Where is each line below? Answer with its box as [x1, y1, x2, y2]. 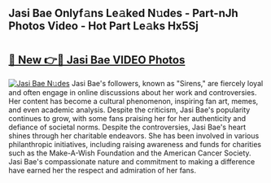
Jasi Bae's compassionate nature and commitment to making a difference [8, 157, 256, 166]
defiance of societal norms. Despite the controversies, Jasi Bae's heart [8, 122, 247, 132]
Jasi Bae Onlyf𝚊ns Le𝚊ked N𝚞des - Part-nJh [8, 7, 238, 20]
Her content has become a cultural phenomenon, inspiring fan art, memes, [8, 97, 259, 106]
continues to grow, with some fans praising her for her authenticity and [8, 114, 247, 123]
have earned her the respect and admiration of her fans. [8, 166, 197, 175]
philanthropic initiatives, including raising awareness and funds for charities [8, 140, 262, 149]
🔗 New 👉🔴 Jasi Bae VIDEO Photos [8, 53, 186, 67]
